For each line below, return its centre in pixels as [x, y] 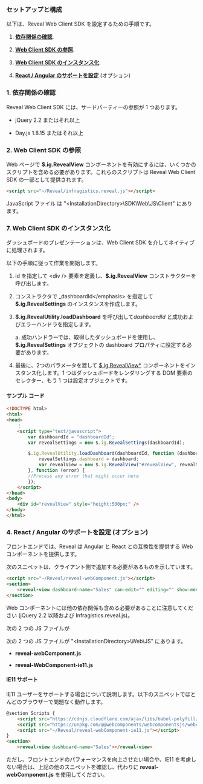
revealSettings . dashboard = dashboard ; [89, 459]
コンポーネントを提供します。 [43, 554]
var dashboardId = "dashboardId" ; [71, 437]
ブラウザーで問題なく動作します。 [64, 702]
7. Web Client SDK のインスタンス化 [58, 228]
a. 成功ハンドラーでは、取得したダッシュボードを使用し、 [87, 337]
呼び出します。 [34, 284]
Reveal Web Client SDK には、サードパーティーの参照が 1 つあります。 [94, 107]
